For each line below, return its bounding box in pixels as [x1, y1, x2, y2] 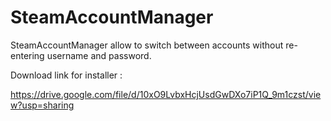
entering [10, 49, 45, 61]
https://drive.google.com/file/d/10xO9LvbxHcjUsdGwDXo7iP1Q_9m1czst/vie [10, 88, 322, 100]
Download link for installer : [10, 69, 123, 81]
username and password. [46, 49, 152, 61]
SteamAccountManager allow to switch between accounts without [10, 39, 284, 51]
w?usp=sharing [10, 99, 75, 111]
